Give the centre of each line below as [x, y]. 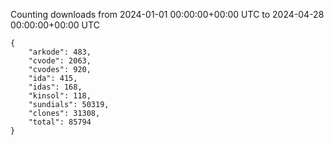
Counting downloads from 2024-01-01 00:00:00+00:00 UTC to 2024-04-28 [167, 14]
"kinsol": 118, [60, 96]
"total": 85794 [60, 122]
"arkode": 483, [60, 52]
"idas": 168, [55, 87]
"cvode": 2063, [60, 61]
